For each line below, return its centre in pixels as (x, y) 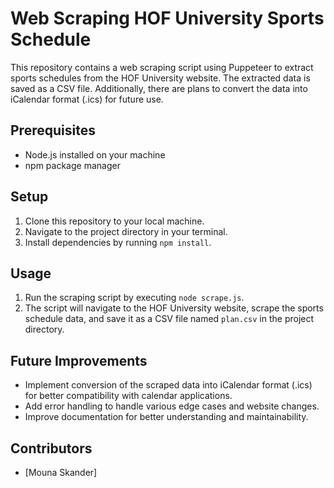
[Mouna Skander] (61, 472)
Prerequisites (53, 130)
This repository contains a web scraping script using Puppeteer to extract (162, 67)
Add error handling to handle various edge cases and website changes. (172, 406)
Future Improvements (79, 360)
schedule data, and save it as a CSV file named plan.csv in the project (169, 319)
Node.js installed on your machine (95, 154)
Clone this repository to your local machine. (114, 221)
